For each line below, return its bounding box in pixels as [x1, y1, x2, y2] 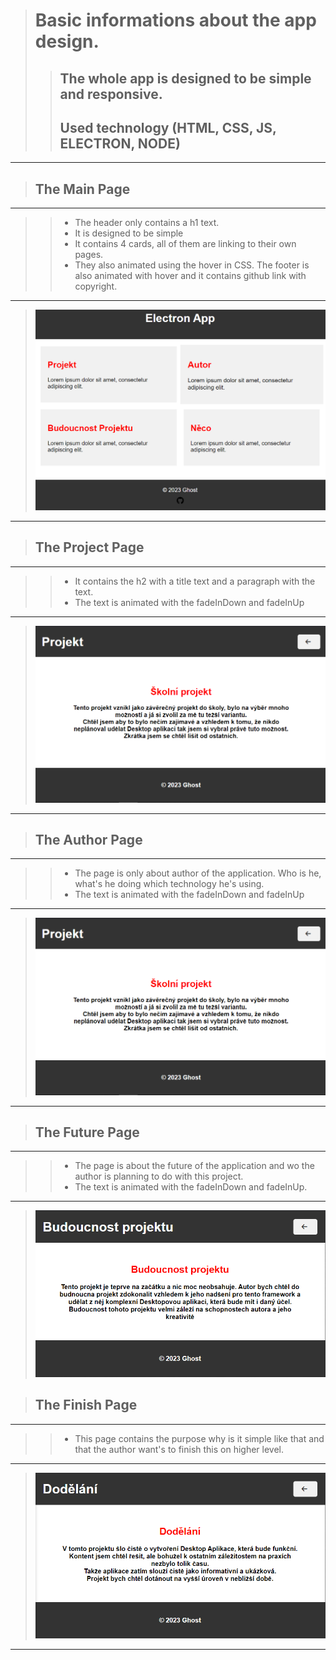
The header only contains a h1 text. [74, 217, 220, 229]
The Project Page [34, 539, 145, 556]
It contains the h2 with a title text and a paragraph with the [74, 575, 316, 587]
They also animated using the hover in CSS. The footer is [74, 259, 310, 271]
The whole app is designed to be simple [59, 70, 312, 87]
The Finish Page [34, 1397, 138, 1414]
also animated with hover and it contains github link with [74, 270, 307, 282]
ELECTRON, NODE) [59, 135, 181, 152]
